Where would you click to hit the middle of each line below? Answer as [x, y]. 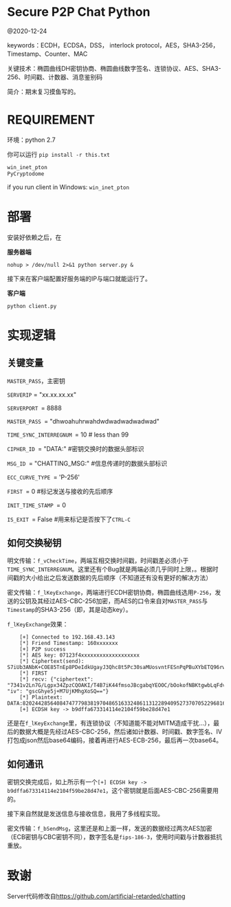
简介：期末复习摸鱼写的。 [43, 91]
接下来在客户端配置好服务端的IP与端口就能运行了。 [79, 278]
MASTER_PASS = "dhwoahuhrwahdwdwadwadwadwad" [84, 421]
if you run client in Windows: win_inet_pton [68, 187]
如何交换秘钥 [34, 543]
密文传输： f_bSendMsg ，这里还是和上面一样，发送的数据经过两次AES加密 [110, 829]
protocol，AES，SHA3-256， [177, 45]
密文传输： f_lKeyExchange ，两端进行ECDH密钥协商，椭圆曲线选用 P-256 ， [111, 593]
